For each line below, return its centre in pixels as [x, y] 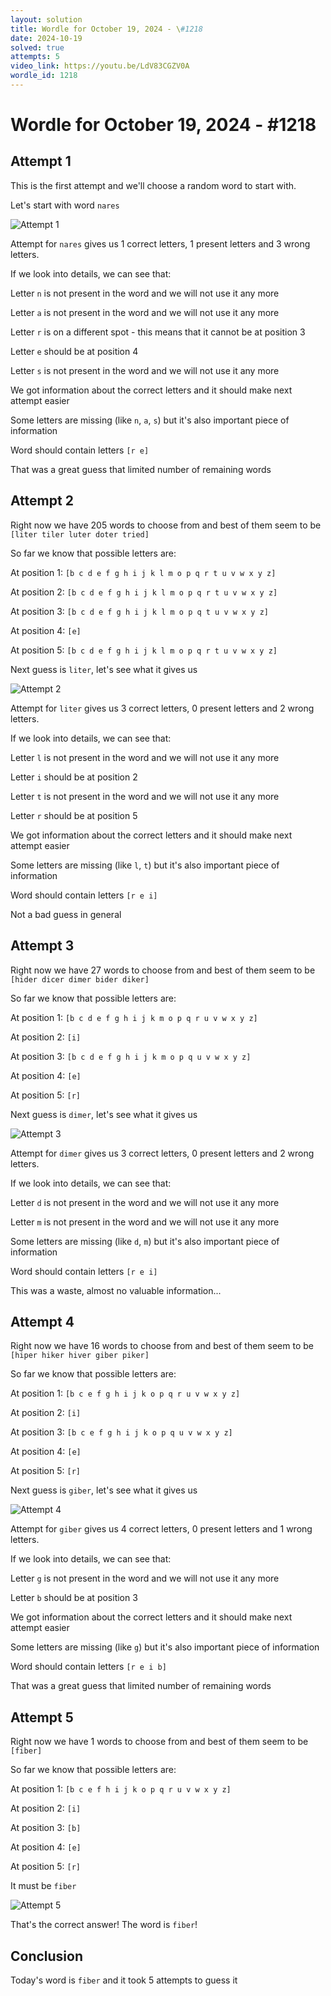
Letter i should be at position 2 [74, 777]
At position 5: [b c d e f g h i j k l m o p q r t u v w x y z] [144, 650]
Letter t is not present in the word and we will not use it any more [145, 796]
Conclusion [47, 1956]
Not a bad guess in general [66, 914]
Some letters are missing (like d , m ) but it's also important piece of [145, 1241]
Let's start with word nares [65, 205]
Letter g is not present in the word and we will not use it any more [145, 1578]
